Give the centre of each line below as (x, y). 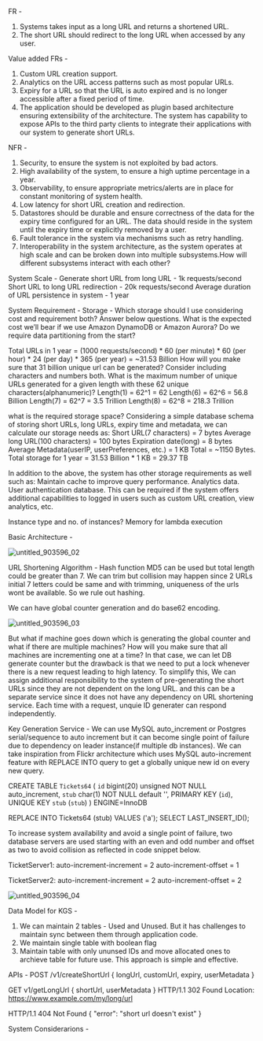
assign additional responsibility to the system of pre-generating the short (126, 680)
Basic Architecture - (40, 537)
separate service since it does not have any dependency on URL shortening (131, 697)
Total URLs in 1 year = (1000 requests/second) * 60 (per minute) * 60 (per (127, 351)
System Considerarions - (48, 1029)
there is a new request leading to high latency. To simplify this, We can (122, 672)
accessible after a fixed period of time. (82, 99)
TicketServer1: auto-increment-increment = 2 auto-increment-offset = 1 (124, 865)
